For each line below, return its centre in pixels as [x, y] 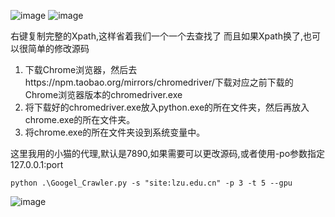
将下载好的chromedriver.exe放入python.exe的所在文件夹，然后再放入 [167, 107]
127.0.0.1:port [37, 164]
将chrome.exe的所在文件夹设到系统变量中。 [115, 132]
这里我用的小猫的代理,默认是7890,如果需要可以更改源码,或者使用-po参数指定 [168, 153]
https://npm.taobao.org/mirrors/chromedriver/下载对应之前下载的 [159, 82]
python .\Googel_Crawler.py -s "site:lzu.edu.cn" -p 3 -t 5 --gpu [151, 183]
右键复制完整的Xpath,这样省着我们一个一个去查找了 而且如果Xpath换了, [156, 36]
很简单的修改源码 [54, 48]
